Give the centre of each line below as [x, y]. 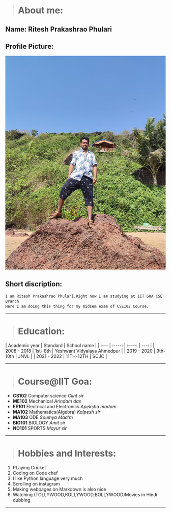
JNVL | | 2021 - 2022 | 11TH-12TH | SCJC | [63, 356]
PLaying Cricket [29, 468]
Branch [12, 302]
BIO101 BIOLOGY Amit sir [39, 423]
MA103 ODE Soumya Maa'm [43, 417]
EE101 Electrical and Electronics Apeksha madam [65, 407]
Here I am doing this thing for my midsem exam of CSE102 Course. [77, 307]
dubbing [21, 500]
